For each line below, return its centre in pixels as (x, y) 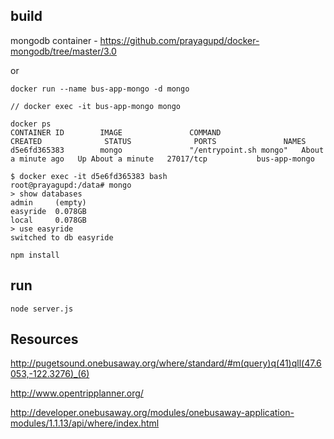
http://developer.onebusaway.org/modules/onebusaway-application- (152, 413)
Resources (44, 339)
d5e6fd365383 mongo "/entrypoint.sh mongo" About (167, 150)
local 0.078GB (48, 220)
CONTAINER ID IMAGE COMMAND (116, 132)
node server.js (42, 309)
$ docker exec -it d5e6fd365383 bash (89, 176)
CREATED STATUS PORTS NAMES (158, 141)
